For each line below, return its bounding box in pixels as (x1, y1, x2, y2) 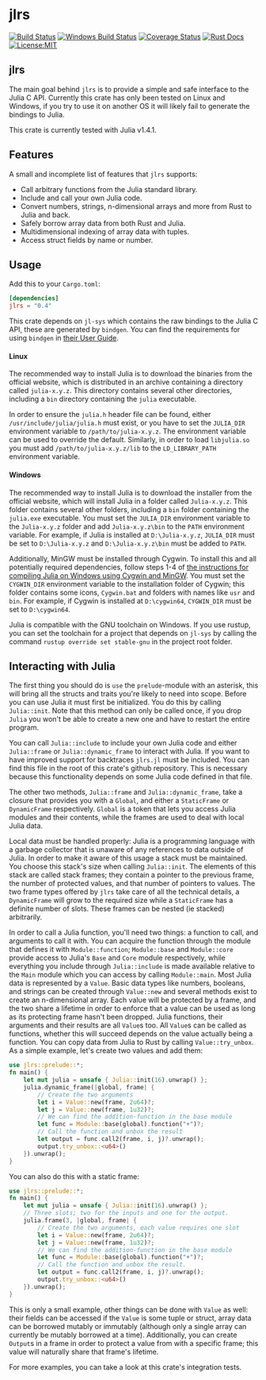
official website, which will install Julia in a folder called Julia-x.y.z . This (9, 496, 248, 506)
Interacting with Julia (9, 659, 116, 673)
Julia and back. (20, 210, 70, 219)
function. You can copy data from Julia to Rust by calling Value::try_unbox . (9, 1038, 254, 1047)
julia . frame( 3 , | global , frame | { (23, 1216, 137, 1224)
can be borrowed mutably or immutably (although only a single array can (9, 1321, 247, 1331)
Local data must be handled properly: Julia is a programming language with (9, 836, 256, 846)
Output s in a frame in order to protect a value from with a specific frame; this (9, 1338, 259, 1347)
